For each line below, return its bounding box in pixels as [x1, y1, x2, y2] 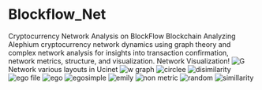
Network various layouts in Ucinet [8, 64, 118, 74]
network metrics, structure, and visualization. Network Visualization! [8, 56, 230, 66]
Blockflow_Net [8, 5, 107, 23]
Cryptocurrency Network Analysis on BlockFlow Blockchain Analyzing [8, 31, 236, 41]
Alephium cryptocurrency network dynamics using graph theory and [8, 39, 231, 49]
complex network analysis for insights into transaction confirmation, [8, 48, 229, 57]
